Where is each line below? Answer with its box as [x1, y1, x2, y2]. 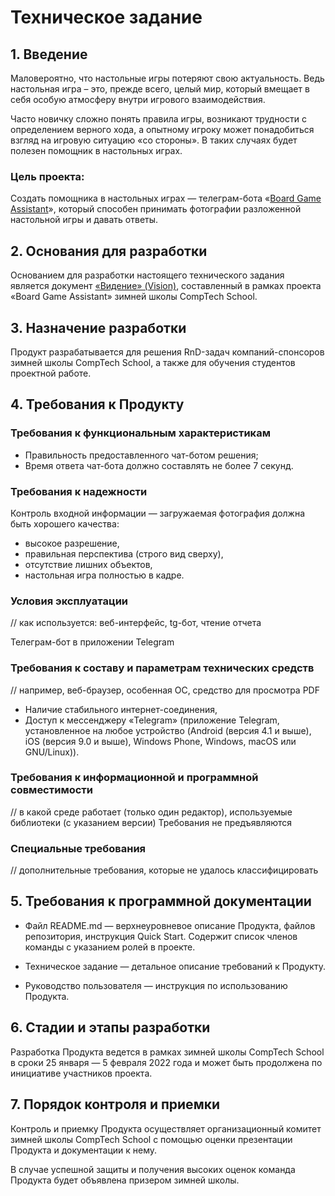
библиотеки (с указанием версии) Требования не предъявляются [10, 816, 293, 828]
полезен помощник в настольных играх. [10, 145, 183, 156]
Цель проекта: [10, 169, 85, 183]
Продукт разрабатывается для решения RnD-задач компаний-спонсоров [10, 346, 325, 358]
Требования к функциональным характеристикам [10, 426, 271, 440]
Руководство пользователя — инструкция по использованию [24, 979, 288, 991]
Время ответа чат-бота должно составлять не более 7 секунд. [24, 459, 294, 471]
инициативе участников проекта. [10, 1067, 153, 1079]
